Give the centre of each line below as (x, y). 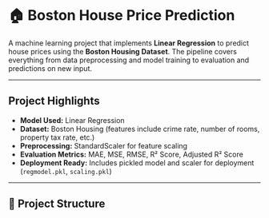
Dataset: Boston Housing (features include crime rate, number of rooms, (140, 129)
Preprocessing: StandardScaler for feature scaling (104, 145)
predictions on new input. (50, 68)
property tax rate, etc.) (57, 137)
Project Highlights (54, 101)
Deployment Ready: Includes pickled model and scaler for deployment (137, 163)
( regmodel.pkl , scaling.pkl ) (66, 171)
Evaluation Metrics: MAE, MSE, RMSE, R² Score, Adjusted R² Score (132, 154)
